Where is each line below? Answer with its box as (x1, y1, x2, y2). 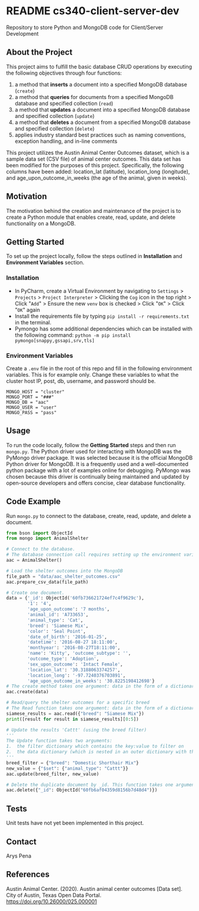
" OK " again (14, 306, 40, 313)
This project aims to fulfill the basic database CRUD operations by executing (6, 63, 192, 70)
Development (6, 30, 39, 37)
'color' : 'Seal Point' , (27, 628, 86, 634)
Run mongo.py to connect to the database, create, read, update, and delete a (6, 512, 191, 520)
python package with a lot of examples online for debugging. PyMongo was (6, 467, 191, 474)
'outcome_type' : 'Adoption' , (27, 656, 99, 662)
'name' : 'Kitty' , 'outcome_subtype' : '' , (27, 651, 131, 657)
